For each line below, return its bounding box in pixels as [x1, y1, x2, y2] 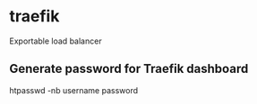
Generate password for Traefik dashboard [9, 61, 249, 76]
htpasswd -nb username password [9, 84, 139, 95]
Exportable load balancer [9, 36, 102, 46]
